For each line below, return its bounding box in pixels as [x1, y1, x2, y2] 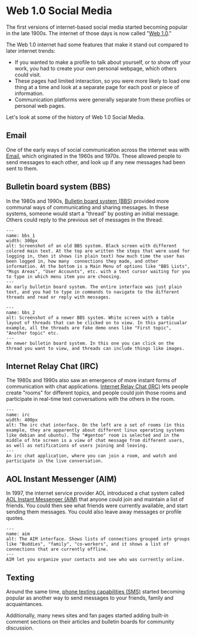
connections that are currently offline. [6, 546, 109, 552]
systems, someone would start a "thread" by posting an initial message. [6, 210, 180, 217]
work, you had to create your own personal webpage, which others [14, 64, 177, 72]
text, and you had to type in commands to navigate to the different [6, 289, 180, 295]
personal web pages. [14, 102, 66, 109]
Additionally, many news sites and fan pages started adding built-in [6, 612, 169, 619]
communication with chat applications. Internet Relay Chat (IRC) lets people [6, 383, 189, 390]
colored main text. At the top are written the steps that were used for [6, 248, 191, 254]
